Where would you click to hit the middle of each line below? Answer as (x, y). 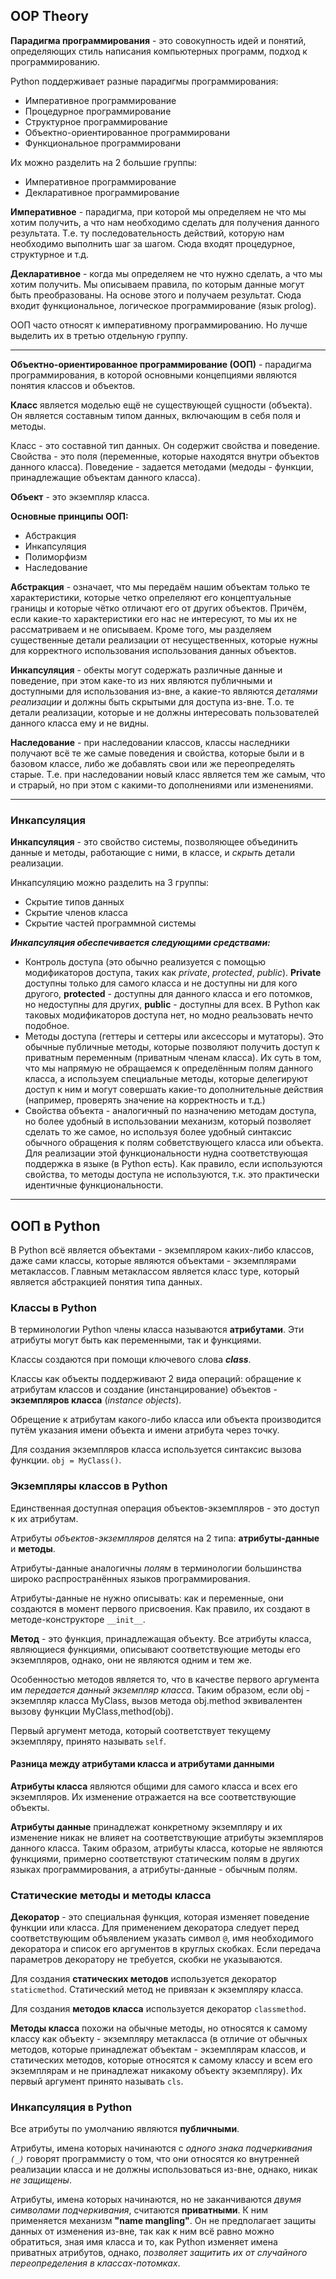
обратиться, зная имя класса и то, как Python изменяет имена (144, 2242)
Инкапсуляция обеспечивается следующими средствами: (140, 943)
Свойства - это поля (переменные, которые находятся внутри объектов (165, 456)
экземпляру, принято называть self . (88, 1741)
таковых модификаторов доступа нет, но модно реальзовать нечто (169, 1015)
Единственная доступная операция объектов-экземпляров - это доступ (165, 1508)
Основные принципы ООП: (69, 516)
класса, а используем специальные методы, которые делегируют (166, 1079)
